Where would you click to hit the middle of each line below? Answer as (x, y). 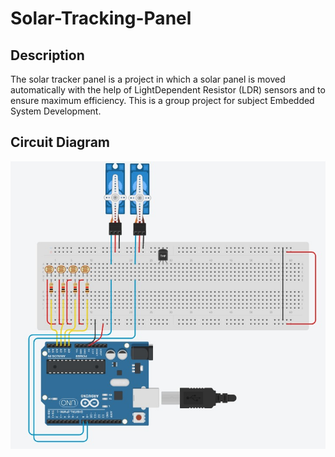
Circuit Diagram (60, 142)
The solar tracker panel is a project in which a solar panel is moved (148, 79)
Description (47, 55)
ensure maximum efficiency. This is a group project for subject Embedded (162, 100)
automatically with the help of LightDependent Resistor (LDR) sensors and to (168, 90)
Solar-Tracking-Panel (101, 18)
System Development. (56, 111)
